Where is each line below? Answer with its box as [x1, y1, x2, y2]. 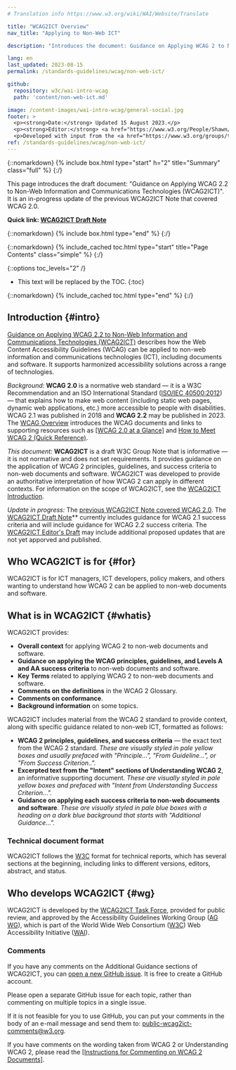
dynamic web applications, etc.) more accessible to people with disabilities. [7, 404, 226, 412]
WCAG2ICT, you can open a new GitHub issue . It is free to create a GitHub [7, 969, 223, 978]
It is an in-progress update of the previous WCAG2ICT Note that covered [7, 194, 218, 202]
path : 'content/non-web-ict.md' [13, 94, 109, 101]
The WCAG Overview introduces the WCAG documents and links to [7, 418, 202, 427]
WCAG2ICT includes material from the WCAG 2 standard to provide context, [7, 715, 228, 724]
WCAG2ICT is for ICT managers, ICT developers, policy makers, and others [7, 574, 225, 583]
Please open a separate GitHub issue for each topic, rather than [7, 991, 192, 999]
